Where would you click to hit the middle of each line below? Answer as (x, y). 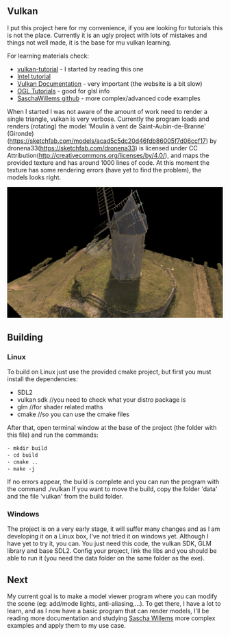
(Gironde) (21, 133)
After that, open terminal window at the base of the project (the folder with (112, 427)
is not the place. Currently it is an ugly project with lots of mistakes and (107, 35)
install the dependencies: (42, 379)
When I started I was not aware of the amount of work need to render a (107, 111)
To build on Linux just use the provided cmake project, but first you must (109, 372)
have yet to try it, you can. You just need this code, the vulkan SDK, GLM (110, 544)
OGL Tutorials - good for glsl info (63, 91)
